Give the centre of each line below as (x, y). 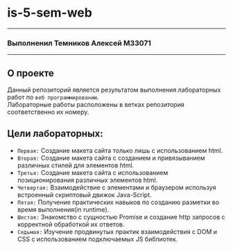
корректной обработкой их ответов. (71, 224)
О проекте (31, 73)
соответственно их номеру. (48, 112)
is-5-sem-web (50, 13)
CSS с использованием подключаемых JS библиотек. (97, 239)
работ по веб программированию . (53, 97)
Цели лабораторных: (55, 134)
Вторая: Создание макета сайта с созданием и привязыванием (111, 158)
